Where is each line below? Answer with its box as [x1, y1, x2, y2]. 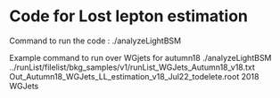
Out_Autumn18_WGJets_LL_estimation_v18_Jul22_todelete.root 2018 [9, 71, 259, 81]
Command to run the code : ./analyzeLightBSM [9, 35, 181, 46]
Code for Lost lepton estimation [9, 6, 248, 26]
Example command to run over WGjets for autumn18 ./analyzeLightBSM [9, 52, 272, 63]
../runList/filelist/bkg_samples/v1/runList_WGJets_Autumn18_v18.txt [9, 62, 256, 72]
